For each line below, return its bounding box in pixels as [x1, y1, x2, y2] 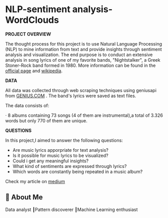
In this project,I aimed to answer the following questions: [5, 137, 123, 143]
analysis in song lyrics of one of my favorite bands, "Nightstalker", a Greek [5, 57, 160, 63]
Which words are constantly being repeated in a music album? [12, 168, 143, 175]
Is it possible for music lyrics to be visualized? [12, 152, 109, 158]
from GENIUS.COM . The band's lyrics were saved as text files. [5, 93, 137, 99]
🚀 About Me [5, 193, 43, 202]
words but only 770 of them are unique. [5, 117, 88, 123]
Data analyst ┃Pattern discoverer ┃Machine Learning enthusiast [5, 206, 138, 212]
